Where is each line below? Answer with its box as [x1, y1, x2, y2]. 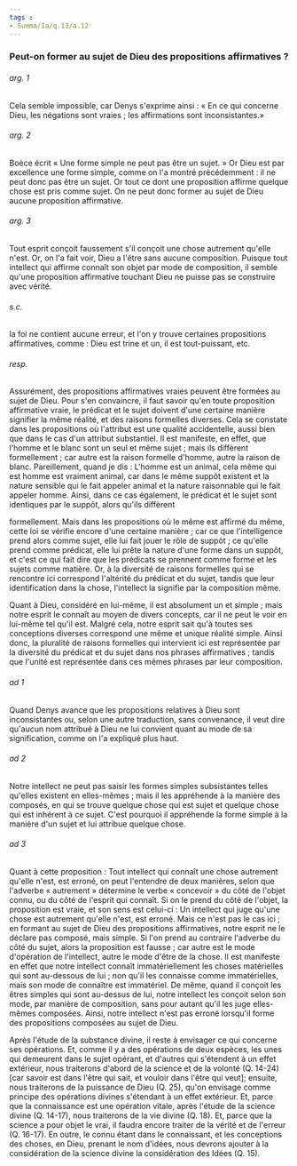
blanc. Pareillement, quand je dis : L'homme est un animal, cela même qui [9, 461, 277, 472]
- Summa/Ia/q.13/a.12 [9, 21, 90, 30]
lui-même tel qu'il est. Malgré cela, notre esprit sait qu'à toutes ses [9, 619, 253, 629]
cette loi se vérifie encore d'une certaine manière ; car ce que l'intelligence [9, 526, 284, 537]
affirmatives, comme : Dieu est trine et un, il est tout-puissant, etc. [9, 339, 251, 349]
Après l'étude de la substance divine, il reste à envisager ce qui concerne [9, 1034, 277, 1045]
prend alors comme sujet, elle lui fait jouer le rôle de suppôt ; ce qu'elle [9, 535, 269, 547]
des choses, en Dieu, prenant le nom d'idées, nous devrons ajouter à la [9, 1138, 269, 1149]
